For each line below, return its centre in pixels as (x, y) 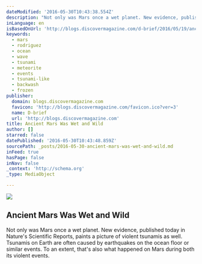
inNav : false (23, 163)
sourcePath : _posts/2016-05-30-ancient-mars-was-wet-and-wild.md (90, 146)
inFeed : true (23, 152)
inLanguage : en (25, 23)
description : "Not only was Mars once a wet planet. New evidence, (93, 17)
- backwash (25, 85)
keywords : (19, 34)
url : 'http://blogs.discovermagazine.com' (66, 118)
